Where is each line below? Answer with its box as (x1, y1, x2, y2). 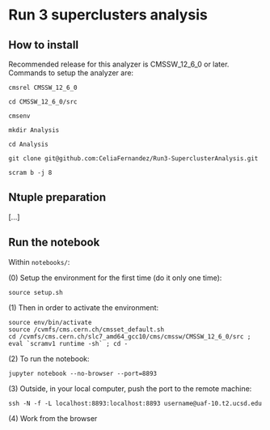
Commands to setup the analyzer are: (8, 68, 134, 78)
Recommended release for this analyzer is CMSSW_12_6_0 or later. (8, 59, 230, 69)
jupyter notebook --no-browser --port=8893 (8, 369, 158, 377)
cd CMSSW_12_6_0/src (8, 98, 78, 106)
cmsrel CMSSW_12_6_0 (8, 83, 78, 92)
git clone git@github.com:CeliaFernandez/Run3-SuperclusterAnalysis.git (8, 155, 259, 163)
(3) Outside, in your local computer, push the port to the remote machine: (8, 383, 252, 394)
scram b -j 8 (8, 168, 53, 177)
